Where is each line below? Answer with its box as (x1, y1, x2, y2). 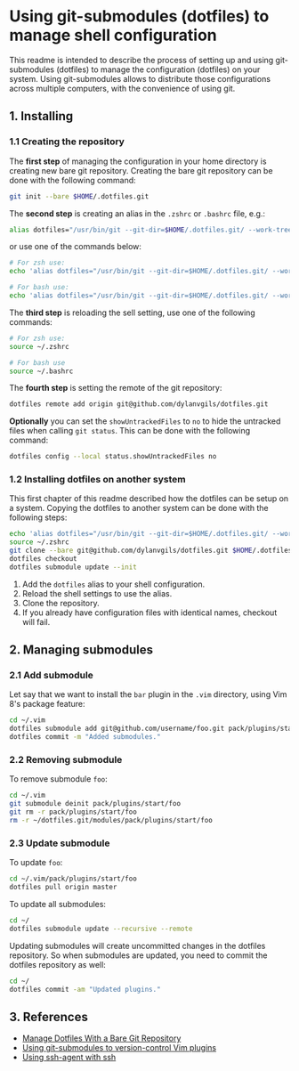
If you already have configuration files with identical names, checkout (21, 607, 278, 618)
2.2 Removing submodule (9, 754, 123, 767)
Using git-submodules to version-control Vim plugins (21, 1043, 216, 1053)
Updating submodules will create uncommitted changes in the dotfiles (9, 940, 266, 951)
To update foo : (9, 857, 63, 868)
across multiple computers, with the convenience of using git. (9, 83, 236, 93)
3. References (9, 1009, 89, 1025)
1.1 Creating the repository (9, 135, 125, 148)
